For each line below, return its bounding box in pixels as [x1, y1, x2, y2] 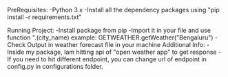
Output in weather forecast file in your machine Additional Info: [27, 41, 205, 48]
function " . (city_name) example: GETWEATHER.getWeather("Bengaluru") [7, 33, 214, 42]
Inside [7, 48, 25, 56]
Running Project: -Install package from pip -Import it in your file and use [7, 27, 211, 34]
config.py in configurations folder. [7, 63, 103, 70]
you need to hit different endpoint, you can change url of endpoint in [12, 55, 207, 63]
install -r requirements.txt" [7, 13, 82, 21]
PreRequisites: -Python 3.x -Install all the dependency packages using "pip [7, 6, 220, 14]
